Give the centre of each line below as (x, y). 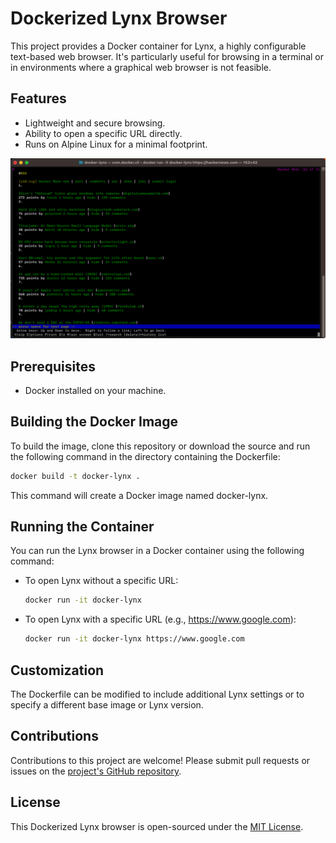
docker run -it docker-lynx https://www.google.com (134, 639)
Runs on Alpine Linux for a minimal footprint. (116, 144)
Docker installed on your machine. (95, 390)
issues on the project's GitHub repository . (96, 771)
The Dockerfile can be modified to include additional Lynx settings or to (157, 694)
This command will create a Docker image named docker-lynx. (139, 495)
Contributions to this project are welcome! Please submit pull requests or (160, 760)
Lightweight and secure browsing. (95, 123)
